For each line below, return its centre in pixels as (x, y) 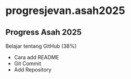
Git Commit (27, 63)
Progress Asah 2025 (44, 32)
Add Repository (33, 70)
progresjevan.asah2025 (65, 11)
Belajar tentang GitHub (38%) (41, 46)
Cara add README (37, 57)
